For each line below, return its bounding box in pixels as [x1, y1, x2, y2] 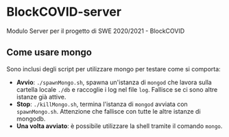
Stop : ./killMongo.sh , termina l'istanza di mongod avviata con [16, 100, 188, 108]
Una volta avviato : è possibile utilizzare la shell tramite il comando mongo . [16, 121, 223, 130]
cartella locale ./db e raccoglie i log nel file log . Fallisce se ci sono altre [16, 85, 218, 93]
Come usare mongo [6, 47, 92, 58]
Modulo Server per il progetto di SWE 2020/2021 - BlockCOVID [6, 27, 185, 35]
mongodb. [16, 114, 46, 123]
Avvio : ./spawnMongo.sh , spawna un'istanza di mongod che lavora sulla [16, 78, 212, 86]
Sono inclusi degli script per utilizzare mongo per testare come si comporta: [6, 64, 221, 73]
